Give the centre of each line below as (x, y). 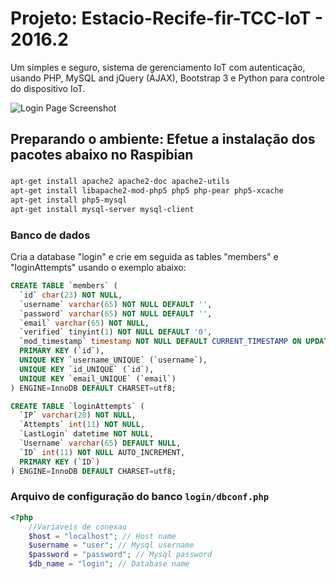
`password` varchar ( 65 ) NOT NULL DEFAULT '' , (116, 313)
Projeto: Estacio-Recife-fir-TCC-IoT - (167, 18)
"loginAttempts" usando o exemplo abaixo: (98, 268)
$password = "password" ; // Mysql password (120, 555)
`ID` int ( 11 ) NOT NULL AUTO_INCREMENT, (102, 452)
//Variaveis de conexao (78, 527)
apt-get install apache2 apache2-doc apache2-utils (120, 182)
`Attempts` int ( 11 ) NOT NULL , (82, 425)
